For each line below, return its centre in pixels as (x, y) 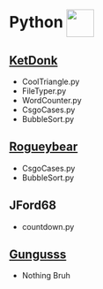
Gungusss (38, 255)
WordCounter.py (51, 100)
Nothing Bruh (46, 276)
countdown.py (48, 226)
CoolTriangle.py (51, 81)
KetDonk (33, 61)
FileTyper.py (44, 91)
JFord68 (33, 205)
